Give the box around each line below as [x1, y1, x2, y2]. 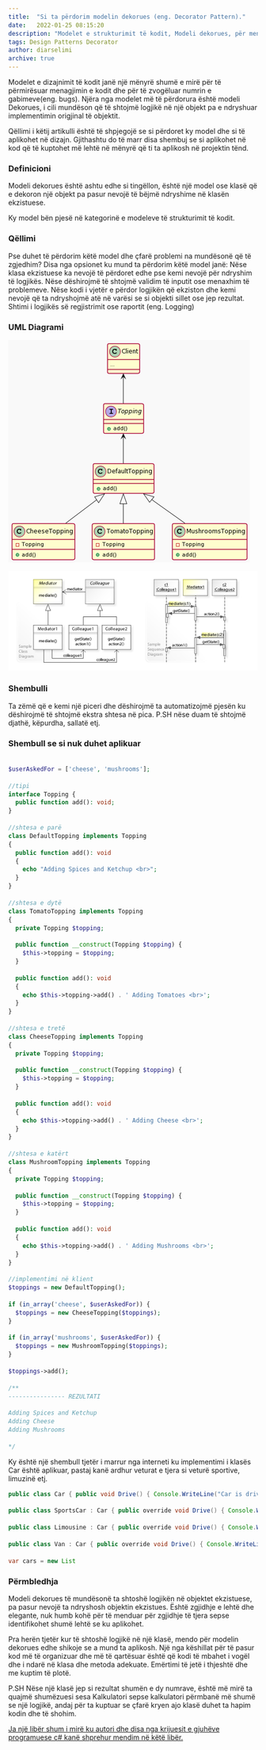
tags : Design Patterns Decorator [8, 38, 119, 46]
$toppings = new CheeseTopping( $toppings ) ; [15, 1308, 161, 1316]
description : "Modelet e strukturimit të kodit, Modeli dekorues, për [8, 29, 246, 37]
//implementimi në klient [8, 1275, 93, 1284]
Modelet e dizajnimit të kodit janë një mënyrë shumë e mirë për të [8, 78, 222, 86]
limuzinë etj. [8, 1473, 48, 1483]
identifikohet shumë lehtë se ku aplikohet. [8, 1618, 144, 1629]
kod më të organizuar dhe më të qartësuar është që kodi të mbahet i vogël [8, 1651, 250, 1660]
